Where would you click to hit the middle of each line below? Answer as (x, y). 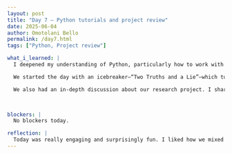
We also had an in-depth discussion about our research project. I (113, 89)
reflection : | (28, 133)
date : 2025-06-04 (32, 26)
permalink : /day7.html (40, 39)
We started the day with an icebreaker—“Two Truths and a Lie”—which (115, 77)
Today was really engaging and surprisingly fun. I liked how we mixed (119, 140)
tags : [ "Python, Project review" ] (57, 46)
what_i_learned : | (33, 58)
